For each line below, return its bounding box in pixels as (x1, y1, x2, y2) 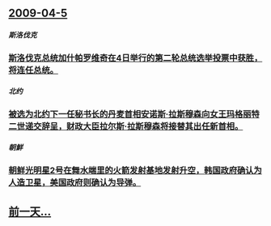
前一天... (8, 204, 52, 218)
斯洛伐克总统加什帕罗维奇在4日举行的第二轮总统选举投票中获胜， (8, 53, 263, 64)
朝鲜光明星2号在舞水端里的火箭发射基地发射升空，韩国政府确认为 (8, 165, 263, 177)
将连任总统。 (8, 65, 59, 76)
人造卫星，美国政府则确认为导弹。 (8, 177, 142, 189)
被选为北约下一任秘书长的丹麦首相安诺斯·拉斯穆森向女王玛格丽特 (8, 109, 260, 120)
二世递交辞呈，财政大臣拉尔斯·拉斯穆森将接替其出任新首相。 (8, 121, 243, 132)
